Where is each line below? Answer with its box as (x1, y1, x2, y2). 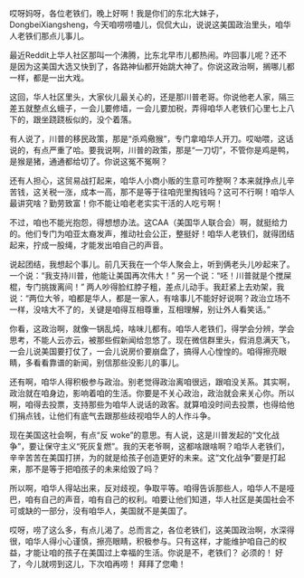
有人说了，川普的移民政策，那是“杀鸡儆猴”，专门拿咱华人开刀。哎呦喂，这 (9, 134, 287, 144)
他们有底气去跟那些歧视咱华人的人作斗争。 (56, 411, 215, 421)
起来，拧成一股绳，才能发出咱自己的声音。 (9, 240, 168, 251)
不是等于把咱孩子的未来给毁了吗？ (33, 464, 160, 474)
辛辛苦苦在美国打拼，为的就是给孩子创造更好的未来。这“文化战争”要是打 (9, 452, 279, 463)
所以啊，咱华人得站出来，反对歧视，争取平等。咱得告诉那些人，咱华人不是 (9, 483, 287, 493)
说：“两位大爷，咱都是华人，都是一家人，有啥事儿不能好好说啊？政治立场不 (9, 293, 291, 303)
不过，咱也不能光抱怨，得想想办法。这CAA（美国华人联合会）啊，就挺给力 (9, 217, 288, 228)
